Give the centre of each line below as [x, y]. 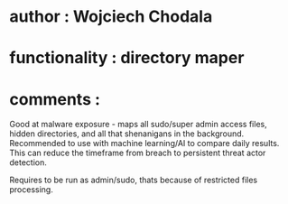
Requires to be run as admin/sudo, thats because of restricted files [134, 180]
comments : [55, 99]
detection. [28, 162]
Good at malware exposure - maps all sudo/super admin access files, [139, 125]
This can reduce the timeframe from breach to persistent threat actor [138, 153]
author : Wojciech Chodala [111, 17]
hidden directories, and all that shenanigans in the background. [127, 134]
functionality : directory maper [127, 58]
